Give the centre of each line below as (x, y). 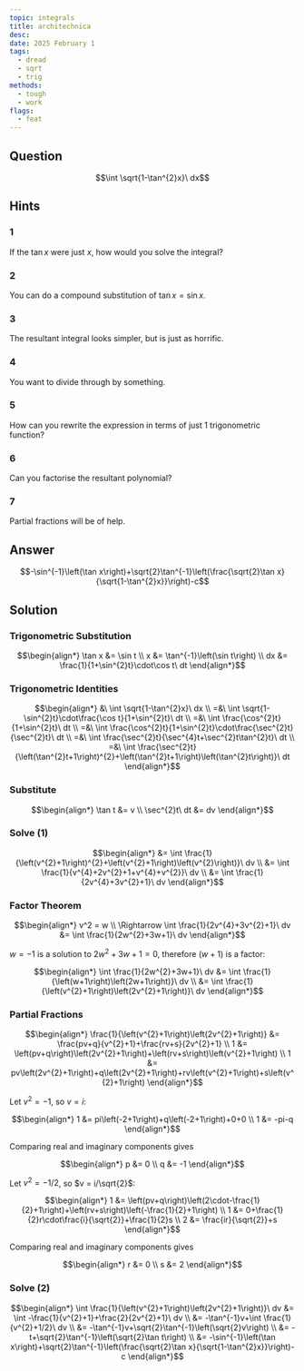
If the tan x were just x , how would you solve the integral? (117, 252)
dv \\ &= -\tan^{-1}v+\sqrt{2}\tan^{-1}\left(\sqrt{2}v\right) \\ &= (173, 1327)
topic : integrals (42, 18)
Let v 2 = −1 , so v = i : (48, 1101)
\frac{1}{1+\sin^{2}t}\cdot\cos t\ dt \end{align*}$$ (152, 665)
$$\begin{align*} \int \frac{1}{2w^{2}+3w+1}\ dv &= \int (137, 972)
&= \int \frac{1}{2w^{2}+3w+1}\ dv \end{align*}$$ (152, 935)
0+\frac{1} (265, 1210)
